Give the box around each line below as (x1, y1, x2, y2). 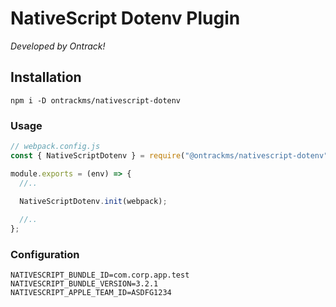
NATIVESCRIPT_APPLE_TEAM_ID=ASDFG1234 (10, 288, 172, 298)
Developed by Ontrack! (10, 40, 106, 52)
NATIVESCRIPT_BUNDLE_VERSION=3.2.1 (10, 279, 159, 289)
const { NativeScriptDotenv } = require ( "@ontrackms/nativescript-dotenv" (10, 150, 329, 161)
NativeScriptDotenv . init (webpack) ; (19, 196, 168, 206)
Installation (10, 69, 82, 86)
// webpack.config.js (10, 142, 101, 152)
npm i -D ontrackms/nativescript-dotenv (10, 95, 182, 106)
